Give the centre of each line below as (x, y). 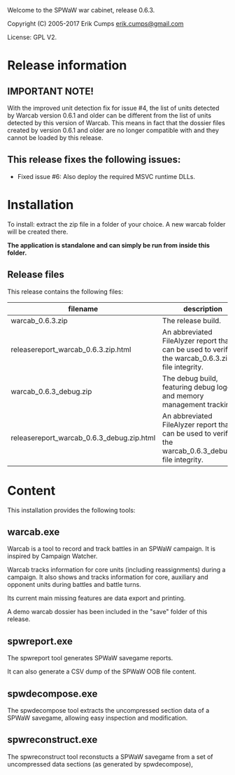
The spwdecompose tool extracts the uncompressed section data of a (108, 710)
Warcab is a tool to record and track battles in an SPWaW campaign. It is (111, 549)
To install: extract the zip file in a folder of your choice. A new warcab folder (116, 224)
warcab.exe (34, 532)
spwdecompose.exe (52, 694)
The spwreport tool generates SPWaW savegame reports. (90, 658)
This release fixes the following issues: (94, 160)
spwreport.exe (40, 641)
